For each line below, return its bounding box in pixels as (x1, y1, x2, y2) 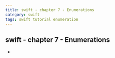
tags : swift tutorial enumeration (5, 17, 79, 22)
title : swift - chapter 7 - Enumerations (5, 7, 95, 13)
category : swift (5, 12, 40, 17)
